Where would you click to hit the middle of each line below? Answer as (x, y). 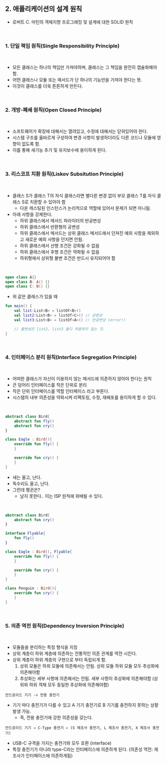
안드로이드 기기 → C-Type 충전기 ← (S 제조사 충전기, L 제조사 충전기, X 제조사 (78, 728)
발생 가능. (22, 711)
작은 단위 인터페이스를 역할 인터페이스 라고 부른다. (61, 391)
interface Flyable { (25, 534)
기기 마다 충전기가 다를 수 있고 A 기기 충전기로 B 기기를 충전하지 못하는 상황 (85, 705)
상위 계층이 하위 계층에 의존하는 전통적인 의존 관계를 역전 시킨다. (75, 653)
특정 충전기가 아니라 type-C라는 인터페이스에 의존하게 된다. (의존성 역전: (83, 749)
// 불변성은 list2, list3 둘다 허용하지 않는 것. (60, 329)
